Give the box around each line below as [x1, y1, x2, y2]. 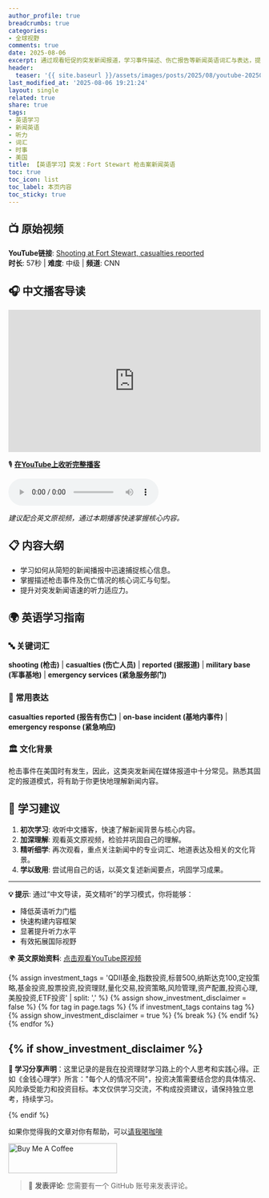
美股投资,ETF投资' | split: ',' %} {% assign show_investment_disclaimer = [8, 993, 247, 1002]
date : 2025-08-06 [8, 49, 66, 57]
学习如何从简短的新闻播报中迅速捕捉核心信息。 [19, 565, 175, 575]
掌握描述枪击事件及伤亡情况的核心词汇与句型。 [19, 575, 175, 585]
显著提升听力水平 [19, 926, 77, 936]
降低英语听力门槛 [19, 906, 77, 916]
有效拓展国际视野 [19, 936, 77, 946]
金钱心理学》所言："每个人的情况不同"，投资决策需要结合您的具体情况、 [22, 1075, 261, 1084]
